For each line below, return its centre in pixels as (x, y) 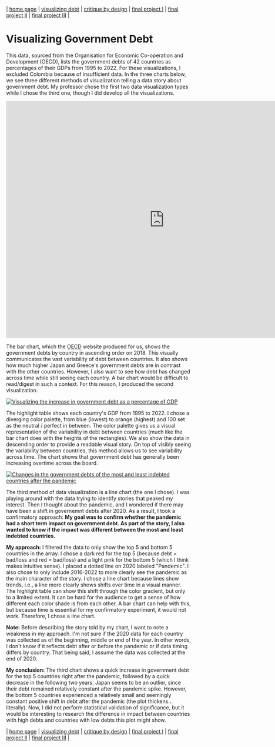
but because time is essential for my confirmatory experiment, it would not (96, 609)
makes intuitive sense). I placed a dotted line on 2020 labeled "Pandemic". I (98, 566)
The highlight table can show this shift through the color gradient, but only (96, 591)
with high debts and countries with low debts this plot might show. (86, 720)
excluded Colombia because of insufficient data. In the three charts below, (96, 74)
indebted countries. (31, 536)
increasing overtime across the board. (52, 463)
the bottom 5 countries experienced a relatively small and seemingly (89, 695)
